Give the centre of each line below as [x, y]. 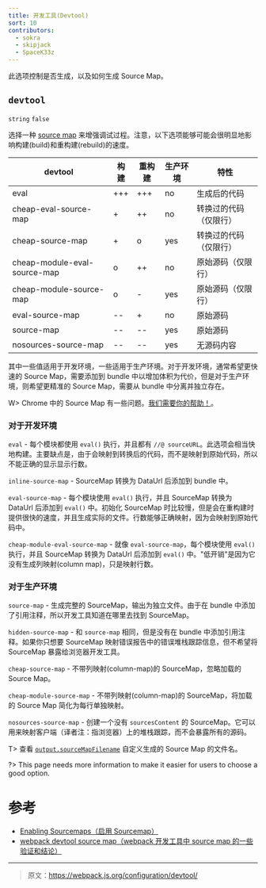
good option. [29, 773]
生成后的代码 [220, 193]
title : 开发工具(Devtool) [49, 15]
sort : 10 [23, 23]
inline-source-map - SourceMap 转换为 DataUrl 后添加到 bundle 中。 [120, 481]
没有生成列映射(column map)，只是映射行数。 [83, 565]
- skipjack [33, 45]
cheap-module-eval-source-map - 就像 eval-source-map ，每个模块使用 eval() [132, 545]
